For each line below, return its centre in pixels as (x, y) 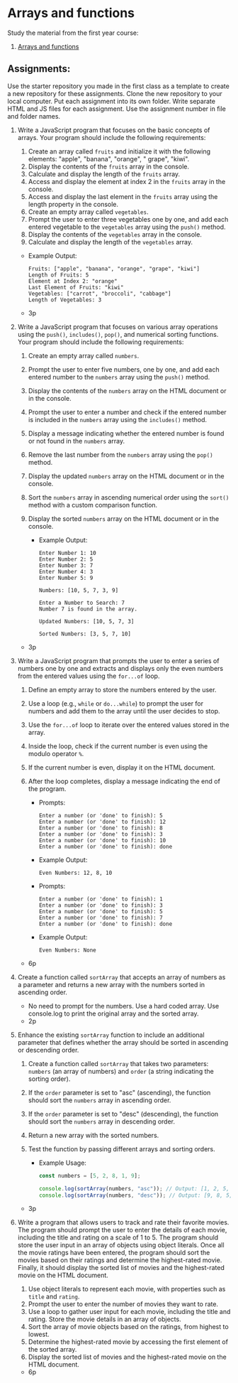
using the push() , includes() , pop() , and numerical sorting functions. (118, 334)
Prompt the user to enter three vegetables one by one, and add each (128, 219)
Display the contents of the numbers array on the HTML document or (127, 391)
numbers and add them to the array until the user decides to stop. (124, 711)
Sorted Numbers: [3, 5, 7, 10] (85, 634)
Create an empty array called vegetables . (88, 212)
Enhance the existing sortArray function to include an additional (111, 1035)
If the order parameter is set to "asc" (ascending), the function (119, 1092)
